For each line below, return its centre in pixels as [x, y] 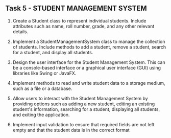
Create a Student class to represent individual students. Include [79, 20]
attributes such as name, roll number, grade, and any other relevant [83, 26]
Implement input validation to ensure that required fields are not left [83, 124]
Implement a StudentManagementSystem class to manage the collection [89, 41]
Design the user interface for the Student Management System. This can [89, 62]
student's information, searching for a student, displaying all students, [86, 109]
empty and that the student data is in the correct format [71, 130]
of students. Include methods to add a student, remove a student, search [89, 47]
